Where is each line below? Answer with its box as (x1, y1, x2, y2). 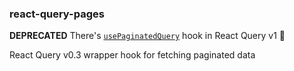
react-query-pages (9, 7, 105, 21)
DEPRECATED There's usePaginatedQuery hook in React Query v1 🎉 (9, 30, 286, 42)
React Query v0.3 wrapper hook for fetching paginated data (9, 49, 256, 61)
